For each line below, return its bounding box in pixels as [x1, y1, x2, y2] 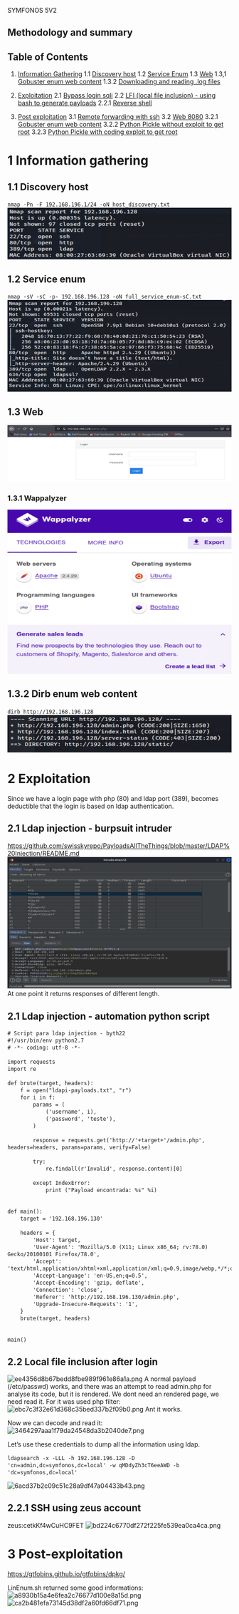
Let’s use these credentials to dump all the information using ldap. [7, 1440, 201, 1449]
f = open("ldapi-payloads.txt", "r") [20, 1087, 132, 1095]
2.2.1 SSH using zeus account [7, 1502, 142, 1514]
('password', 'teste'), [45, 1115, 116, 1123]
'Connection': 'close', [33, 1286, 103, 1294]
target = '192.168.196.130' [20, 1215, 103, 1223]
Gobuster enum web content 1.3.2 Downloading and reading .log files [17, 78, 221, 86]
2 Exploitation [7, 771, 91, 787]
